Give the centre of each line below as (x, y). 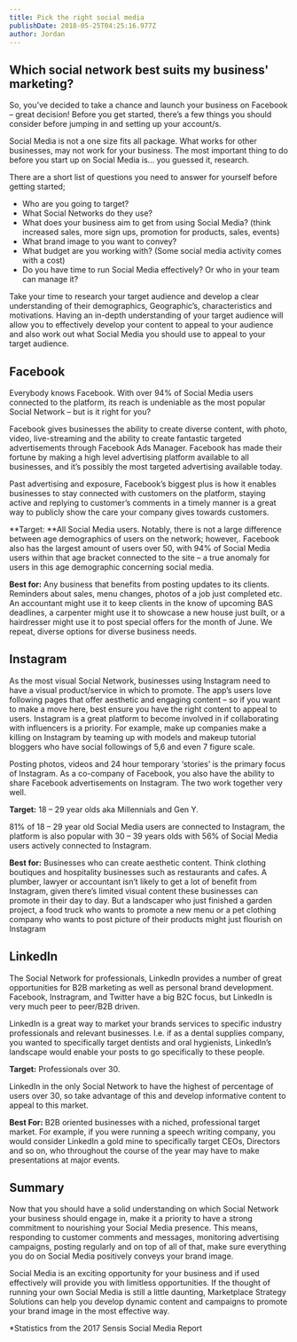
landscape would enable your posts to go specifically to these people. (137, 1052)
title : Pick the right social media (77, 17)
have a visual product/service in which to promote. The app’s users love (141, 690)
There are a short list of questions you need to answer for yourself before (143, 178)
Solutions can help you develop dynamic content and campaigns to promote (148, 1302)
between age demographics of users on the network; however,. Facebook (144, 539)
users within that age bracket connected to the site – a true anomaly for (140, 557)
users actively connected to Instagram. (81, 845)
